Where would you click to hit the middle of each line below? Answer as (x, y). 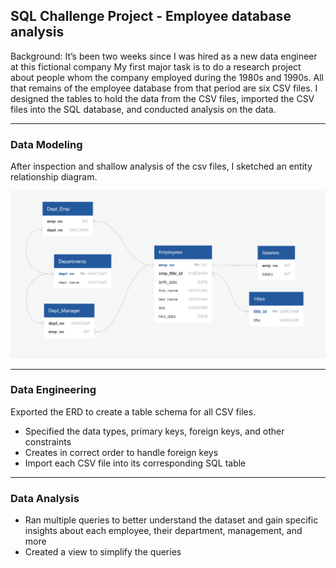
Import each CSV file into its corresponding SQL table (135, 463)
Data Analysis (45, 498)
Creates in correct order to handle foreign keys (121, 452)
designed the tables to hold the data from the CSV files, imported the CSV (162, 98)
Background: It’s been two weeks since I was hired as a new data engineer (164, 56)
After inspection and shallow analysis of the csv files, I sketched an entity (161, 166)
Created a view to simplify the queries (103, 552)
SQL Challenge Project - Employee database (151, 16)
